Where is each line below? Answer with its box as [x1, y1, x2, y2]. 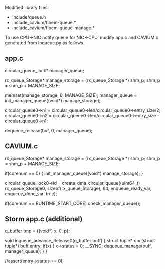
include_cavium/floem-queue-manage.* [12, 25, 95, 31]
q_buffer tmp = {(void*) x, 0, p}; [5, 228, 70, 234]
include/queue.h [12, 14, 46, 20]
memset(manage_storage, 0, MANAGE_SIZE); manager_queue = [5, 92, 137, 98]
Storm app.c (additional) [5, 215, 83, 223]
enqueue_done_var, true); [5, 190, 57, 197]
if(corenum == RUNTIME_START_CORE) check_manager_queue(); [5, 200, 141, 206]
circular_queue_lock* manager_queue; [5, 67, 84, 73]
